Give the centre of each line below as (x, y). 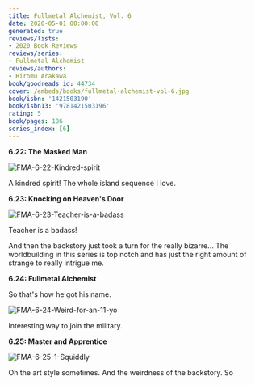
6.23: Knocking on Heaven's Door (66, 198)
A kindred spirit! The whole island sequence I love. (92, 183)
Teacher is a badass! (43, 230)
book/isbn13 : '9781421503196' (59, 106)
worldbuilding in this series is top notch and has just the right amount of (127, 254)
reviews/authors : (38, 69)
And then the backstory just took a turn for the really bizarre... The (119, 245)
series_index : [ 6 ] (39, 129)
